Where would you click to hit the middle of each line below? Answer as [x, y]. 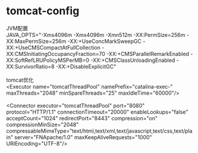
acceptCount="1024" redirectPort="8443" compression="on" [82, 118]
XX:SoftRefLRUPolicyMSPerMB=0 [48, 60]
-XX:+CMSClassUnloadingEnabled [133, 60]
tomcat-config [43, 11]
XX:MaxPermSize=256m [36, 41]
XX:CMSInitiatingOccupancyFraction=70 [56, 54]
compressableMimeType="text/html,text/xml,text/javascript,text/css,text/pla [99, 131]
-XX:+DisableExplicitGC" [86, 66]
